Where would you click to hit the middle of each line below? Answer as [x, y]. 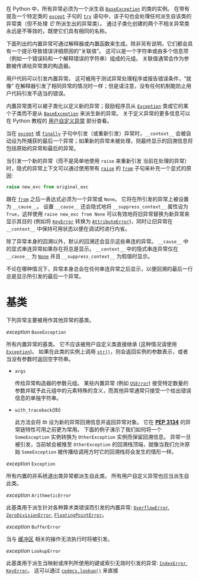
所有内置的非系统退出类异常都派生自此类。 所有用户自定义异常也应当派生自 [98, 476]
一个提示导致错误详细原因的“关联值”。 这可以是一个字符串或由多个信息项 [100, 51]
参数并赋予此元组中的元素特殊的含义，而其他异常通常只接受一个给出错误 [103, 390]
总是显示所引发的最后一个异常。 [45, 276]
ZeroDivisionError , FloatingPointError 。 [57, 515]
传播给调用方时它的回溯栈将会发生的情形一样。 [120, 451]
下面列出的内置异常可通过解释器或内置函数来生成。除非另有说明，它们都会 [97, 44]
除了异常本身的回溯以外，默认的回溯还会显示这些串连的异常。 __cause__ [94, 241]
